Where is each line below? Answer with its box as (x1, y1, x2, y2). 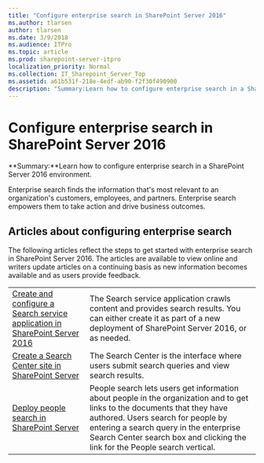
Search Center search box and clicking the (89, 432, 247, 443)
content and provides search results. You (89, 303, 241, 314)
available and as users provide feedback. (8, 271, 141, 280)
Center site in (12, 360, 61, 371)
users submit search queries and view (89, 360, 230, 371)
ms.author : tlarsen (8, 19, 72, 27)
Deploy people (12, 402, 66, 413)
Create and (12, 288, 53, 299)
